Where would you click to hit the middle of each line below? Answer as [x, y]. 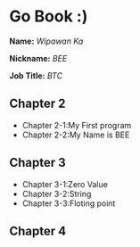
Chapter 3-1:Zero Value [65, 184]
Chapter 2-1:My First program [77, 125]
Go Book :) [49, 16]
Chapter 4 [38, 231]
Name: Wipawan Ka [46, 41]
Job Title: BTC [36, 75]
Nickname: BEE [38, 58]
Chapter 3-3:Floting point [69, 203]
